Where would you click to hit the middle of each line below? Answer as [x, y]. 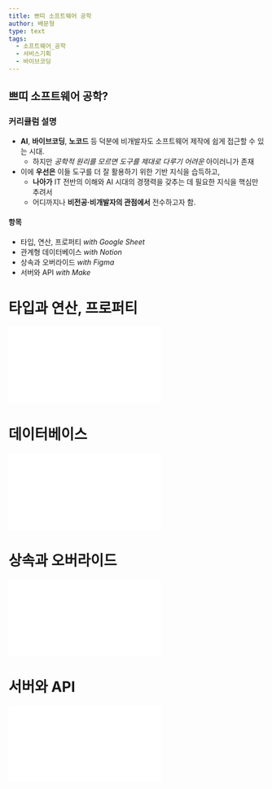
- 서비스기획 [33, 54]
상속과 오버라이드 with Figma [67, 262]
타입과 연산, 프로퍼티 [73, 308]
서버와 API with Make [55, 272]
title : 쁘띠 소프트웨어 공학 [50, 16]
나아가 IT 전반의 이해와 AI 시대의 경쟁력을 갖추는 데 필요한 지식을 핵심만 [145, 182]
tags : [18, 39]
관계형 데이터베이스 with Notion [71, 252]
